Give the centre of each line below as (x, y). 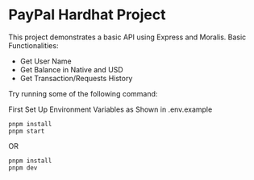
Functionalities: (33, 45)
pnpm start (27, 131)
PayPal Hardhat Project (87, 15)
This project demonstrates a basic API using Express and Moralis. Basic (127, 37)
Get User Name (46, 61)
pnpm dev (23, 168)
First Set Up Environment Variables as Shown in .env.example (110, 109)
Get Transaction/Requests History (76, 78)
